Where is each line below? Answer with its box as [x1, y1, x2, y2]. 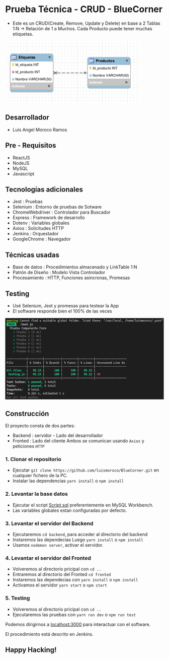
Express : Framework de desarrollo [12, 215, 85, 221]
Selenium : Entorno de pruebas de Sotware [12, 204, 102, 210]
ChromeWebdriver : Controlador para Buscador [12, 209, 111, 215]
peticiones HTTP [12, 443, 45, 449]
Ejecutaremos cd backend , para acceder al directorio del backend [12, 532, 148, 538]
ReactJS [12, 155, 30, 161]
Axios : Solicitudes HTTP [12, 225, 64, 231]
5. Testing [5, 595, 30, 602]
